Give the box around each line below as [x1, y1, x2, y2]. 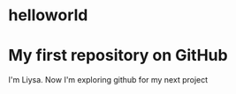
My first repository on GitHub [8, 46, 228, 66]
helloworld [8, 5, 88, 25]
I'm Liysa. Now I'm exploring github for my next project [8, 75, 209, 85]
